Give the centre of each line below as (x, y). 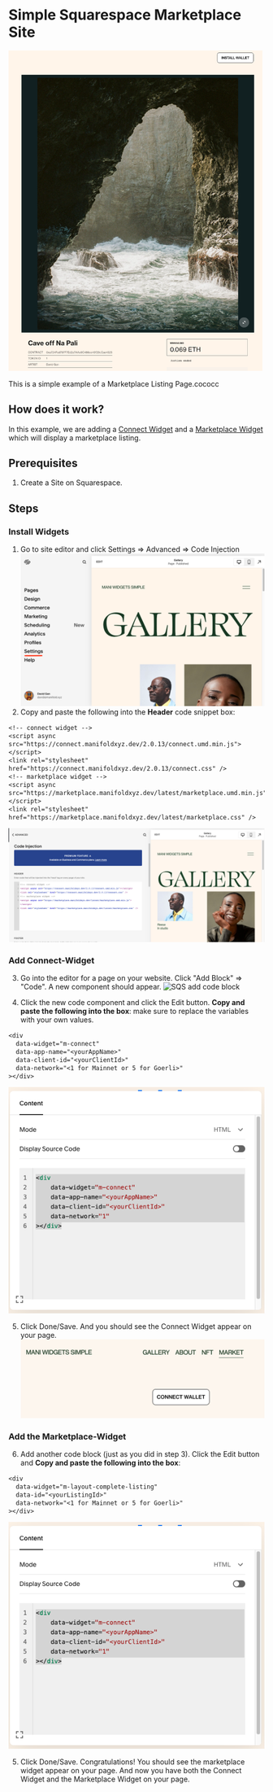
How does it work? (56, 410)
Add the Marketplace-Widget (67, 1436)
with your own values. (57, 1020)
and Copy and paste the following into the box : (100, 1463)
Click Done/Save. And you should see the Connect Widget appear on (136, 1327)
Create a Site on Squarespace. (71, 483)
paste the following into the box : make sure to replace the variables (134, 1011)
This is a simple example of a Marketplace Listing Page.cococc (114, 383)
